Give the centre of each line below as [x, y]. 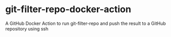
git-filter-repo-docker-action [68, 9]
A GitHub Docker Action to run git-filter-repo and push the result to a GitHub [86, 23]
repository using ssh [27, 28]
